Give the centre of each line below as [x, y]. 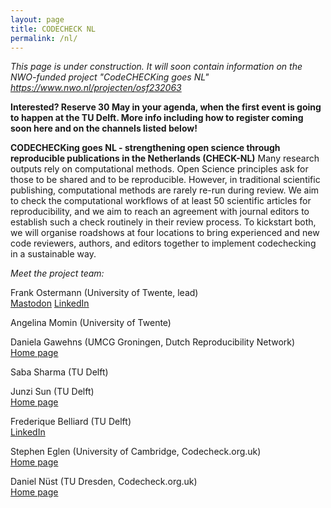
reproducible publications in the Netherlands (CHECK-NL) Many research [165, 158]
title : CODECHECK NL [53, 29]
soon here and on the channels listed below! [104, 128]
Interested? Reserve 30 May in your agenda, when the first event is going [166, 107]
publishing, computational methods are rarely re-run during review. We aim [165, 190]
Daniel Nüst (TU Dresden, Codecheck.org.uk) [104, 482]
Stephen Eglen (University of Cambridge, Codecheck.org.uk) [136, 452]
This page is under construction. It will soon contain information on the [156, 67]
